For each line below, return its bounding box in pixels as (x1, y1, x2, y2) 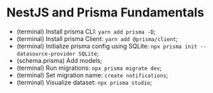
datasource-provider (16, 50, 76, 57)
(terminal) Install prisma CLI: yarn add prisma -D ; (16, 27, 156, 36)
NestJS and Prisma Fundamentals (6, 5, 205, 21)
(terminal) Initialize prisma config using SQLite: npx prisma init (16, 42, 198, 50)
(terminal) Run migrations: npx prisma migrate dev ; (16, 64, 162, 72)
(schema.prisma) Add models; (16, 56, 103, 64)
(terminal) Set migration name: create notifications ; (16, 70, 168, 79)
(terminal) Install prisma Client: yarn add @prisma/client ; (16, 34, 179, 42)
